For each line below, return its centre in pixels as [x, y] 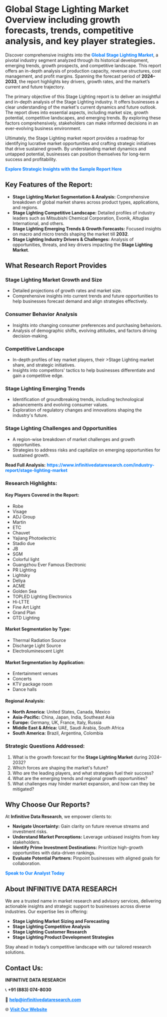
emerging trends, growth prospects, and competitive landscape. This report [83, 65]
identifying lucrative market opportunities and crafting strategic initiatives [80, 143]
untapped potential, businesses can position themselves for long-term [77, 154]
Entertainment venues [35, 673]
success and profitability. [31, 159]
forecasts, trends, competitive [69, 30]
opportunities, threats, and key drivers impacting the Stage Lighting [82, 244]
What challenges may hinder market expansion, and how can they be [83, 783]
